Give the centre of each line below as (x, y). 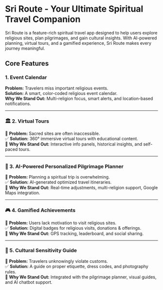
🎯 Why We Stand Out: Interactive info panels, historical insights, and (73, 144)
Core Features (27, 63)
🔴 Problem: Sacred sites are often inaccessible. (53, 133)
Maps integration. (23, 193)
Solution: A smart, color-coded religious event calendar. (61, 93)
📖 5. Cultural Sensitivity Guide (41, 251)
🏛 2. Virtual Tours (27, 121)
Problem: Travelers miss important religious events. (57, 88)
